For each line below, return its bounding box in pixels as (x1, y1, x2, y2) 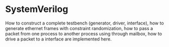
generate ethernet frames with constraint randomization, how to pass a (5, 25, 153, 31)
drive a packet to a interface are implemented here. (5, 36, 112, 42)
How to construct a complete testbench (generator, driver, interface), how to (5, 20, 164, 26)
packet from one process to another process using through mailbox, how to (5, 30, 162, 36)
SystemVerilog (5, 3, 69, 15)
